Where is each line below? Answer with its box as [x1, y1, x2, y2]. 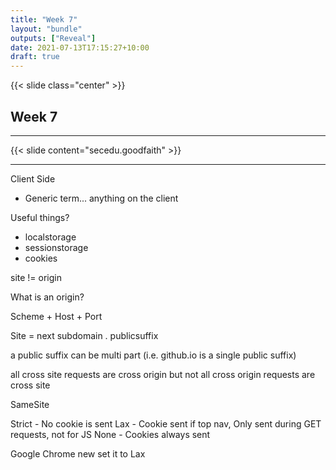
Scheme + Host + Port [10, 310, 103, 322]
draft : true [10, 52, 60, 62]
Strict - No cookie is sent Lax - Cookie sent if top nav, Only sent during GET [10, 417, 322, 430]
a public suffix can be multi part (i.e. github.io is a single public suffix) [10, 349, 297, 361]
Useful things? [10, 211, 70, 223]
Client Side [10, 172, 56, 185]
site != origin [10, 271, 62, 283]
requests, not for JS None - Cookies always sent [10, 428, 211, 440]
